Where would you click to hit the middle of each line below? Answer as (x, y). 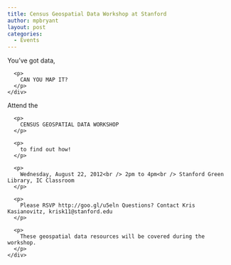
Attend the (23, 106)
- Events (27, 40)
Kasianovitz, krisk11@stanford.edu (60, 212)
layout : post (27, 27)
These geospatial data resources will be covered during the (112, 237)
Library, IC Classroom (41, 181)
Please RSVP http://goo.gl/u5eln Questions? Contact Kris (108, 206)
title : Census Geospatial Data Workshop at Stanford (87, 14)
